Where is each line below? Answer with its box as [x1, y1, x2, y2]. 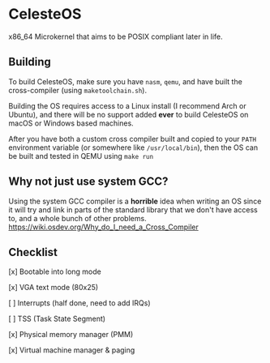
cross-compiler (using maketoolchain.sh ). [8, 85, 148, 95]
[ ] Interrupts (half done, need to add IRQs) [8, 298, 152, 308]
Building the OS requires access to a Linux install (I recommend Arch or [8, 100, 246, 110]
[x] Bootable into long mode [8, 267, 101, 276]
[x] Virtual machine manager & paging [8, 345, 135, 355]
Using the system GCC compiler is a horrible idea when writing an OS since [8, 196, 262, 206]
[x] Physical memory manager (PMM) [8, 330, 134, 340]
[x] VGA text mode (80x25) [8, 283, 99, 293]
